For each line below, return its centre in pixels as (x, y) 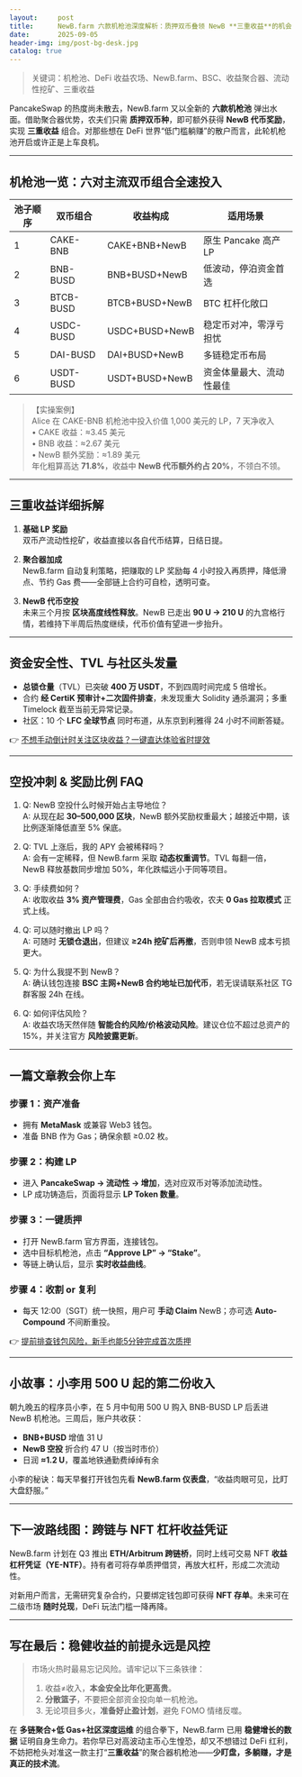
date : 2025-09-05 (54, 34)
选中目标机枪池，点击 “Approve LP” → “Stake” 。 (114, 1253)
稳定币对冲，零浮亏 (244, 324)
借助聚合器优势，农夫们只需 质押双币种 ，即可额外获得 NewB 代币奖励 (154, 120)
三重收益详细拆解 (57, 506)
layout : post (42, 18)
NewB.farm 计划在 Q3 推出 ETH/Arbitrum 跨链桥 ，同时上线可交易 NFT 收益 (148, 1553)
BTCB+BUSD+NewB (150, 303)
